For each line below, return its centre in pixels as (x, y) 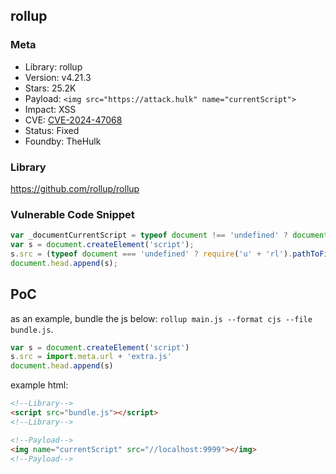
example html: (39, 385)
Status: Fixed (52, 130)
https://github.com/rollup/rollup (75, 188)
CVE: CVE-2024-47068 (73, 120)
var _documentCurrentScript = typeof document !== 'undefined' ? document (169, 235)
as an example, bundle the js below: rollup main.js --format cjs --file (161, 318)
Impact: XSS (50, 109)
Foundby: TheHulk (63, 141)
